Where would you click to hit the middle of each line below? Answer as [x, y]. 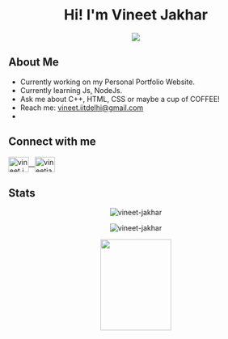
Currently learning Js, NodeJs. [71, 90]
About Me [34, 62]
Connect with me [53, 142]
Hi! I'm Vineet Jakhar [136, 15]
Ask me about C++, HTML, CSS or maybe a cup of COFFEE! [120, 99]
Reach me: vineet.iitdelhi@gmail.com [82, 108]
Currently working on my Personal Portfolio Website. [108, 82]
